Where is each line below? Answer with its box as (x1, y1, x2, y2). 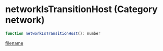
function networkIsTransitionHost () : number (5, 31, 101, 36)
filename (5, 40, 24, 46)
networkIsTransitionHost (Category (5, 4, 158, 15)
